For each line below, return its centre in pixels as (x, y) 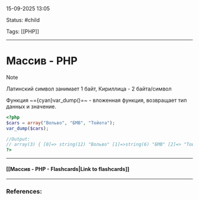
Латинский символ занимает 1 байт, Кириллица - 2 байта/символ (89, 89)
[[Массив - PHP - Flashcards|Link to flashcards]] (68, 169)
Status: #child (23, 20)
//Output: (18, 139)
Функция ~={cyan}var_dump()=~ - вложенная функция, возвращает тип (97, 100)
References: (24, 192)
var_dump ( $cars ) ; (28, 128)
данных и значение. (31, 107)
